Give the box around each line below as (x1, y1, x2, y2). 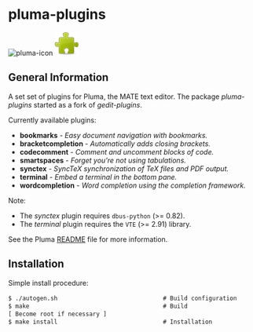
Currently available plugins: (8, 115, 97, 125)
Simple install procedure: (8, 278, 89, 287)
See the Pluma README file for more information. (8, 234, 168, 244)
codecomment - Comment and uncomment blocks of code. (19, 147, 214, 156)
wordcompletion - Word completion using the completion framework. (19, 181, 246, 190)
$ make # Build (8, 302, 189, 310)
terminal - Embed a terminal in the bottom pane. (19, 172, 178, 181)
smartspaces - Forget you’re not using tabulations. (19, 155, 187, 165)
